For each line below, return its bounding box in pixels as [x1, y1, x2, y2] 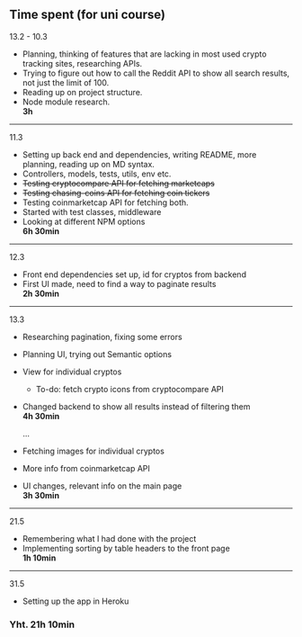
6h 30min [22, 225, 60, 237]
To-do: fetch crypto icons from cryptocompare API [35, 383, 225, 394]
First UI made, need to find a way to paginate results [22, 278, 217, 289]
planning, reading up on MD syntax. [22, 158, 155, 169]
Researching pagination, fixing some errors [22, 331, 182, 342]
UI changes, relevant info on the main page [22, 480, 182, 491]
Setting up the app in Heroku [22, 596, 129, 606]
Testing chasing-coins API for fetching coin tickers [22, 187, 210, 198]
